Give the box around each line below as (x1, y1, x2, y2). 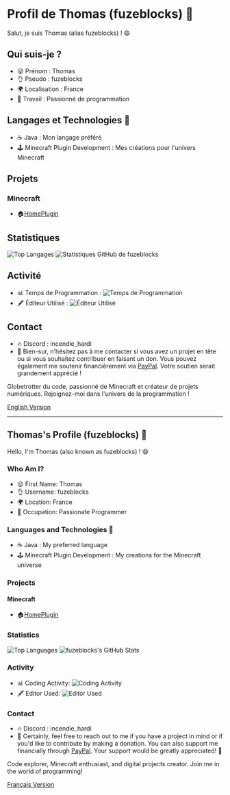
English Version (7, 403, 51, 411)
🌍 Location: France (16, 498, 73, 506)
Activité (7, 270, 42, 281)
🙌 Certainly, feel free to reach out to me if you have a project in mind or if (16, 732, 223, 740)
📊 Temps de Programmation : (16, 288, 101, 296)
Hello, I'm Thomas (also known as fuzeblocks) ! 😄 (7, 447, 149, 455)
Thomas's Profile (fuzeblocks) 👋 (7, 429, 147, 441)
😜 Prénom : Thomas (16, 66, 75, 75)
